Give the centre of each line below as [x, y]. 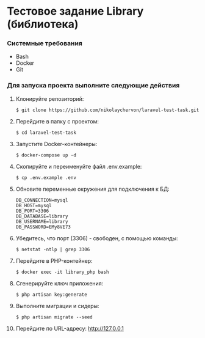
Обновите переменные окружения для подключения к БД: [92, 189]
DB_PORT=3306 [32, 211]
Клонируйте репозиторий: [50, 98]
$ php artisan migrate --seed [54, 317]
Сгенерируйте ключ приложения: [59, 283]
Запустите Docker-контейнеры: [56, 144]
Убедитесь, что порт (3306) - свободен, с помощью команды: [97, 238]
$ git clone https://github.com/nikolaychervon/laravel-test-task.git [107, 110]
